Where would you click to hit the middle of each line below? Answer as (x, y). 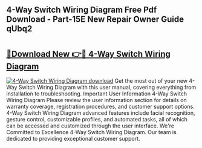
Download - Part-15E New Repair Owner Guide (95, 20)
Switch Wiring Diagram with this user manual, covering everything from (107, 87)
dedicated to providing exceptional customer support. (73, 139)
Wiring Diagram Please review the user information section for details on (97, 100)
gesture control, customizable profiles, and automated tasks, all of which (97, 119)
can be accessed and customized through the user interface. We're (90, 126)
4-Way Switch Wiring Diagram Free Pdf (82, 10)
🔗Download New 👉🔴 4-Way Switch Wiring (88, 54)
